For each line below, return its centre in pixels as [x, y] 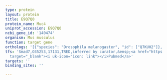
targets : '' [18, 61]
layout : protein [22, 14]
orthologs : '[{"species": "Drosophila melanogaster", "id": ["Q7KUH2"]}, [84, 47]
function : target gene [29, 42]
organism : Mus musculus [30, 38]
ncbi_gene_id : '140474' [30, 33]
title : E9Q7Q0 [20, 19]
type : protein [20, 10]
